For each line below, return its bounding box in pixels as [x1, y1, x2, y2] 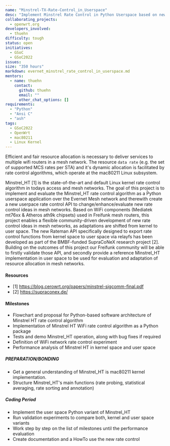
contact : [14, 83, 33, 88]
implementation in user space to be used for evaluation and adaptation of [5, 255, 158, 262]
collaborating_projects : [5, 17, 58, 22]
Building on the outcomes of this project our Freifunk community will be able [5, 244, 164, 250]
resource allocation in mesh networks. [5, 261, 85, 267]
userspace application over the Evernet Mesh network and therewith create [5, 196, 163, 202]
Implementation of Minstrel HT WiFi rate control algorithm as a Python [12, 323, 158, 329]
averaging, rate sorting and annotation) [12, 385, 95, 391]
